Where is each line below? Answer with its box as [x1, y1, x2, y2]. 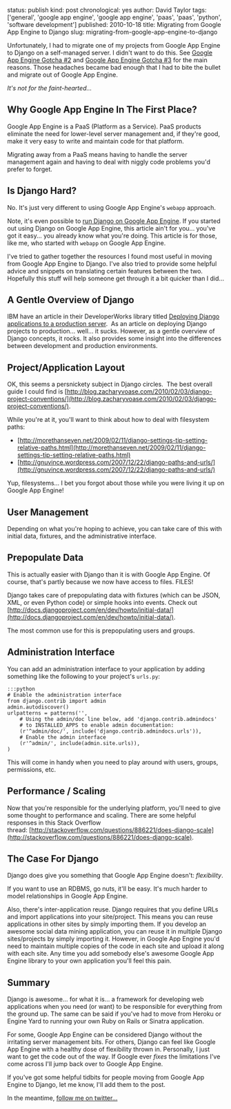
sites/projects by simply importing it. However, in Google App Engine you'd [7, 935, 220, 943]
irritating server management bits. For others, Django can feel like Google [7, 1038, 216, 1046]
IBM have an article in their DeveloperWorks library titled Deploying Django [7, 312, 220, 320]
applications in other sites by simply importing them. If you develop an [7, 920, 207, 928]
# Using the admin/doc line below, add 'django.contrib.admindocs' [19, 715, 217, 722]
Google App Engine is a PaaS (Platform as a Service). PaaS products [7, 122, 201, 131]
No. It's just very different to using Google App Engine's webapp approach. [7, 203, 216, 211]
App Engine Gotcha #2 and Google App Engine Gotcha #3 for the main [7, 56, 208, 64]
